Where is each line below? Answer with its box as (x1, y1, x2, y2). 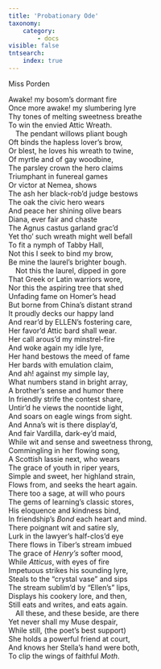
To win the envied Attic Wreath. (8, 120, 113, 130)
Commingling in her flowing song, (8, 445, 121, 455)
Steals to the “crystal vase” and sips (8, 574, 128, 584)
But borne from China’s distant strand (8, 300, 133, 310)
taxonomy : (8, 19, 42, 27)
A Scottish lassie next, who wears (8, 454, 121, 463)
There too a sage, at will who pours (8, 488, 126, 498)
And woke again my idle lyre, (8, 343, 105, 352)
